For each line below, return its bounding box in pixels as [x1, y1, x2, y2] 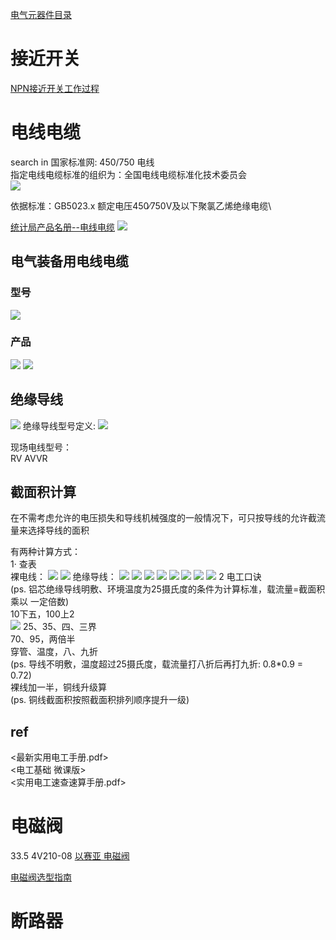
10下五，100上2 [10, 608, 75, 620]
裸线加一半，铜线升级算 [10, 681, 107, 693]
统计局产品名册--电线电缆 [10, 221, 115, 233]
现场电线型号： [10, 441, 72, 453]
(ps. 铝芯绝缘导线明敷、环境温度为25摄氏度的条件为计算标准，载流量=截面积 [10, 583, 326, 595]
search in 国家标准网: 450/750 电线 [10, 156, 155, 168]
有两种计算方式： [10, 546, 81, 558]
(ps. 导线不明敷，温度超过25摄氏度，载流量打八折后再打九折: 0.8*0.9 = [10, 658, 304, 670]
